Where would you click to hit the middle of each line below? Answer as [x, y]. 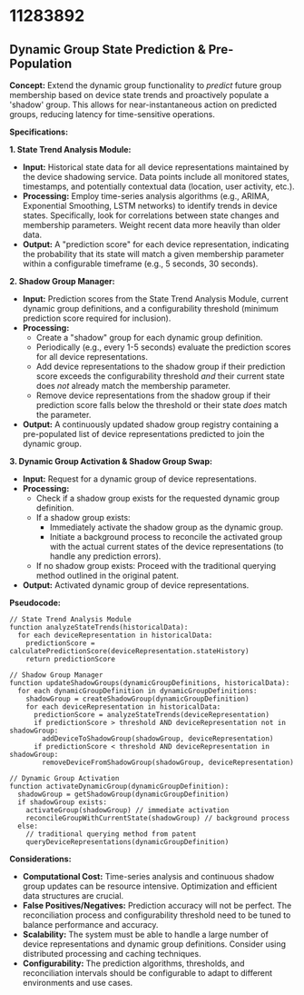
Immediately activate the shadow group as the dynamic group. [167, 527]
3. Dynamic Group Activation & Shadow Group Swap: [111, 461]
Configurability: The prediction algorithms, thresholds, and [133, 963]
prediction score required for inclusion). [97, 318]
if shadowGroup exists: [62, 802]
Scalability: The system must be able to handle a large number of [146, 934]
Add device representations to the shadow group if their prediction [161, 366]
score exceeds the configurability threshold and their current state [160, 376]
